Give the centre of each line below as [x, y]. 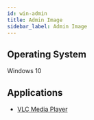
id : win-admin [27, 13]
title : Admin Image [35, 20]
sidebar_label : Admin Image [47, 26]
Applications [35, 93]
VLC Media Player [42, 109]
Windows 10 [24, 71]
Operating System [47, 54]
